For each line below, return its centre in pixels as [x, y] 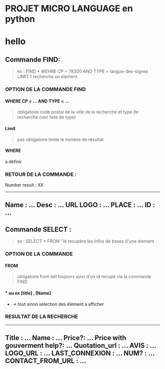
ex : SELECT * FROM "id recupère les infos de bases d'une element [85, 241]
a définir [14, 161]
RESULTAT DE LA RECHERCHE [42, 316]
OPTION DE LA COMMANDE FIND [45, 89]
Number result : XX [25, 185]
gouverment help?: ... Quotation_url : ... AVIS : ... [81, 346]
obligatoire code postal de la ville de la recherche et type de [78, 112]
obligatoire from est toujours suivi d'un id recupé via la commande [84, 277]
